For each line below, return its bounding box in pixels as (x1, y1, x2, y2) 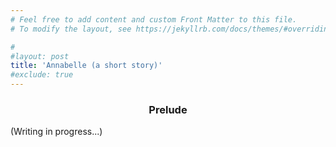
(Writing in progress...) (10, 126, 103, 138)
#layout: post (10, 51, 70, 61)
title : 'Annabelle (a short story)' (10, 61, 163, 71)
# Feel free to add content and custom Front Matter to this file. (10, 14, 298, 25)
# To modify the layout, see (10, 24, 132, 34)
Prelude (148, 102, 188, 116)
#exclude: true (10, 70, 74, 80)
